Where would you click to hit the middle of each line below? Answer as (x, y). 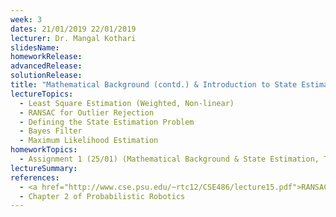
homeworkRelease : (46, 57)
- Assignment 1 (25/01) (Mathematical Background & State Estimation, (169, 159)
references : (35, 177)
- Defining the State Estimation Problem (107, 122)
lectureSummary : (44, 168)
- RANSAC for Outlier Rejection (87, 112)
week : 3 (26, 19)
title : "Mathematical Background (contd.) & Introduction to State (154, 85)
